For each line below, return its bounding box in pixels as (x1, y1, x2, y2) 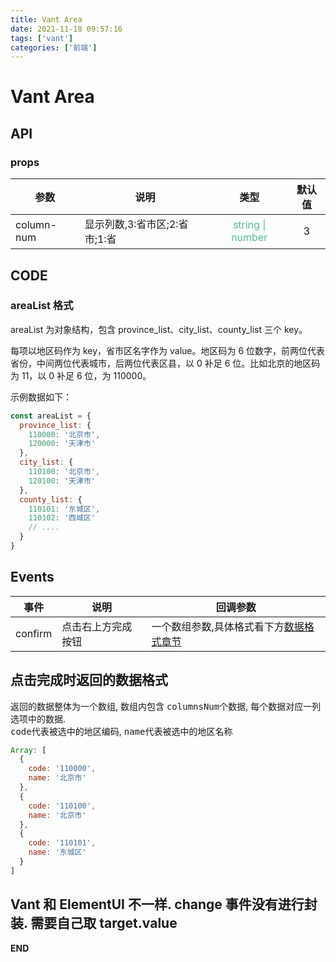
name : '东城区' (28, 847, 87, 858)
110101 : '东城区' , (28, 504, 101, 514)
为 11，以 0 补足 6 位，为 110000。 (10, 369, 152, 381)
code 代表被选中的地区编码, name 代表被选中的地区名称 (10, 725, 233, 737)
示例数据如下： (10, 391, 72, 403)
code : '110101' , (28, 838, 97, 848)
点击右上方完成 (61, 619, 133, 633)
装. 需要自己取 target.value (10, 915, 178, 932)
